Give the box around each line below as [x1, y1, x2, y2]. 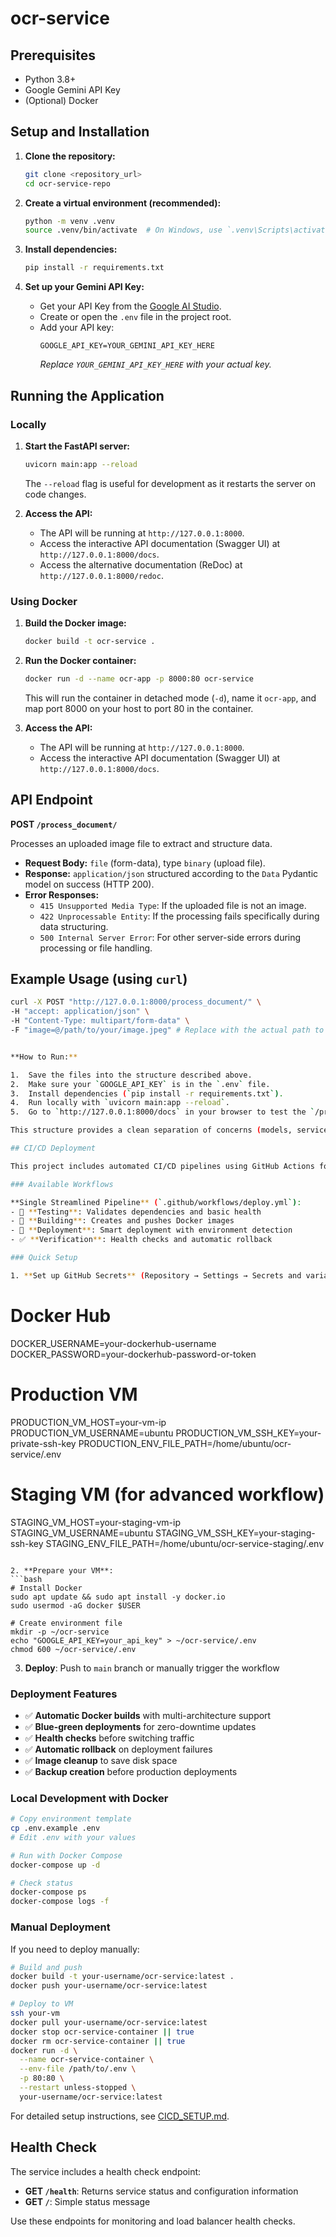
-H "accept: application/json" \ [10, 1007, 150, 1017]
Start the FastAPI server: [24, 440, 131, 452]
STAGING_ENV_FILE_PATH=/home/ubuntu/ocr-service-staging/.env [45, 1537, 325, 1549]
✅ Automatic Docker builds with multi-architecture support [24, 1709, 272, 1721]
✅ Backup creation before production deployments [24, 1765, 238, 1777]
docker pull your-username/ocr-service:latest [10, 2017, 208, 2027]
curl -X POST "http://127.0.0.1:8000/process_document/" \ [10, 997, 262, 1007]
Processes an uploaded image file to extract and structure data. [10, 837, 273, 849]
